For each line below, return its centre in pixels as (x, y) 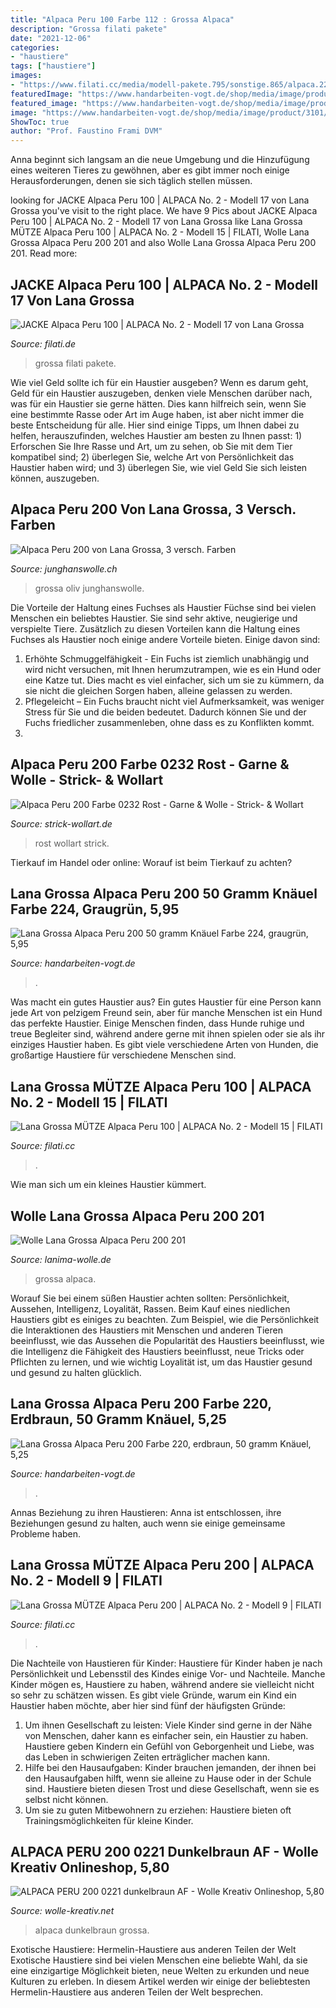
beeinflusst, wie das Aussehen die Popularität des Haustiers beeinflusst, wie (167, 1340)
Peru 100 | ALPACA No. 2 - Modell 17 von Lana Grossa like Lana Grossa (156, 222)
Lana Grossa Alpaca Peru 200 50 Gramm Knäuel (164, 893)
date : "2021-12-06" (51, 38)
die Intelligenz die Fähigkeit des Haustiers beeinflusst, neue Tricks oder (157, 1351)
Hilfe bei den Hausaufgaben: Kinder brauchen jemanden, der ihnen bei (170, 1767)
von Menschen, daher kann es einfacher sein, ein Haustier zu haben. (166, 1735)
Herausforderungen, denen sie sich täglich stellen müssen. (131, 181)
